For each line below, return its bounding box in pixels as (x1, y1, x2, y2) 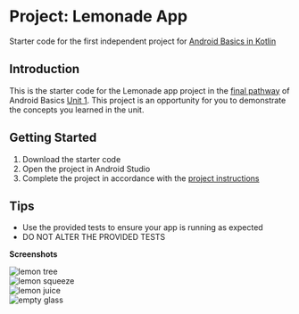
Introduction (9, 62, 80, 77)
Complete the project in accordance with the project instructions (21, 172, 260, 184)
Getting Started (9, 130, 97, 145)
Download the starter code (21, 153, 121, 164)
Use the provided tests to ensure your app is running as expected (21, 222, 263, 233)
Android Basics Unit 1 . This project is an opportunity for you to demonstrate (9, 95, 287, 105)
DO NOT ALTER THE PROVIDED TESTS (21, 232, 166, 243)
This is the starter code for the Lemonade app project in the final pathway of (9, 85, 290, 95)
